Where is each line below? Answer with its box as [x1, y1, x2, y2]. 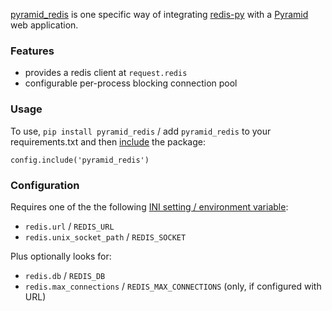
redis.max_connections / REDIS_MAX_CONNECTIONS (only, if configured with [24, 280, 322, 292]
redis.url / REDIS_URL [24, 220, 115, 232]
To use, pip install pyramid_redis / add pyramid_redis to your [10, 125, 272, 137]
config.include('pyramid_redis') [10, 155, 150, 165]
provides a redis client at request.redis [24, 67, 188, 79]
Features [10, 44, 55, 58]
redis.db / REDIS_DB [24, 269, 106, 281]
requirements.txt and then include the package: [10, 135, 206, 148]
